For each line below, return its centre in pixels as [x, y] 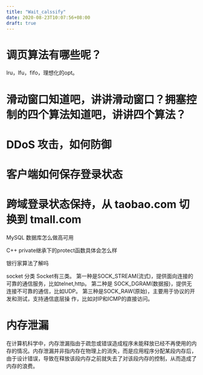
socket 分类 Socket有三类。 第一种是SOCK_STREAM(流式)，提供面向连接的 [100, 276]
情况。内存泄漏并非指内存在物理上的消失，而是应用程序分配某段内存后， [107, 351]
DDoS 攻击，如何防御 [59, 144]
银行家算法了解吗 [27, 263]
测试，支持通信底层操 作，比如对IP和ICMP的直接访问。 [85, 298]
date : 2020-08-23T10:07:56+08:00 [48, 18]
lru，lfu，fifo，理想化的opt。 [42, 73]
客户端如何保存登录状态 [65, 174]
